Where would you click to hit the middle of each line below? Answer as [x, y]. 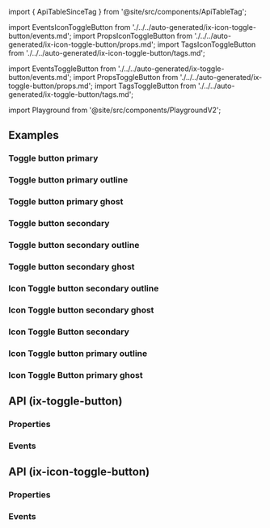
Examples [34, 135]
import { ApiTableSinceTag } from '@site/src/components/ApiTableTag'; [127, 12]
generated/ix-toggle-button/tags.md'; [71, 94]
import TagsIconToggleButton [207, 44]
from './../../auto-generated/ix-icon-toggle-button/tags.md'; [107, 53]
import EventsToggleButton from [62, 69]
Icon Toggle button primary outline [78, 353]
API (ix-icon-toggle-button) [79, 472]
